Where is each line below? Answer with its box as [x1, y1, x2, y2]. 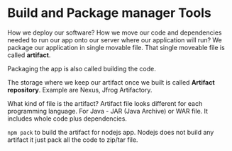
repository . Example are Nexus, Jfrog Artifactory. [7, 85, 153, 94]
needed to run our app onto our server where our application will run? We [7, 35, 222, 44]
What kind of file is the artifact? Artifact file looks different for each [7, 99, 203, 107]
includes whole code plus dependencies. [7, 114, 128, 123]
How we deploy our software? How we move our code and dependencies [7, 28, 222, 37]
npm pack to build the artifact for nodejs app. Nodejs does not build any [7, 128, 214, 136]
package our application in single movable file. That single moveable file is [7, 43, 225, 52]
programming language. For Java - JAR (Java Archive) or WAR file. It [7, 107, 208, 115]
